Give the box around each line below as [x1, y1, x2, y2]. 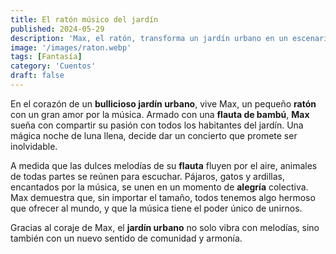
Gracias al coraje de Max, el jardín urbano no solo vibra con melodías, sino [10, 221, 320, 233]
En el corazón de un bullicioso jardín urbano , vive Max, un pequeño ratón [10, 97, 317, 110]
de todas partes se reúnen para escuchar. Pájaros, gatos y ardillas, [10, 170, 286, 182]
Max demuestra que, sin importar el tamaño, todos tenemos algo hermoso [10, 191, 316, 203]
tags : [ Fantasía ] [10, 52, 83, 62]
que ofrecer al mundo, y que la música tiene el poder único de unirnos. [10, 202, 303, 214]
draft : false [10, 71, 65, 81]
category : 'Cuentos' [10, 61, 97, 71]
